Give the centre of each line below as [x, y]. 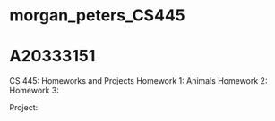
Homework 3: [34, 91]
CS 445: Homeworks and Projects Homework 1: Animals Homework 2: [138, 81]
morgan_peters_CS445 [97, 16]
